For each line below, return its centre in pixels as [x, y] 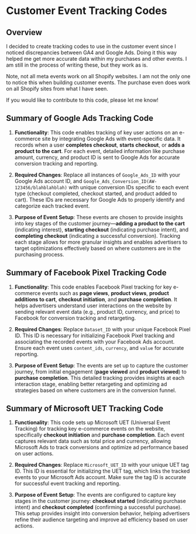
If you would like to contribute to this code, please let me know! [82, 100]
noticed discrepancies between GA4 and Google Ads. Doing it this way [92, 53]
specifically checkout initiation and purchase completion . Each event [99, 435]
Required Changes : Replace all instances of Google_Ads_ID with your [97, 175]
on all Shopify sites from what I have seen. [57, 89]
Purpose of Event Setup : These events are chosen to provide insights [99, 217]
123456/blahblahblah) [41, 188]
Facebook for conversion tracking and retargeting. [75, 318]
